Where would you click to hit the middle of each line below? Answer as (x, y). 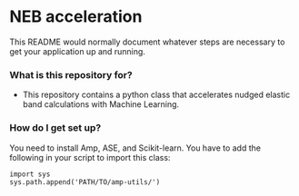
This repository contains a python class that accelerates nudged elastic (156, 95)
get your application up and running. (77, 51)
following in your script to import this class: (90, 157)
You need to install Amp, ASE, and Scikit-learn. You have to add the (135, 148)
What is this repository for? (71, 74)
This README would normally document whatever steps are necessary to (147, 42)
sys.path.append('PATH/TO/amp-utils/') (85, 182)
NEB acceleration (76, 17)
